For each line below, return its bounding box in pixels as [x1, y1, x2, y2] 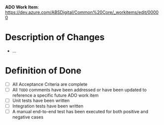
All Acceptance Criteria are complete [12, 81, 88, 87]
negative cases [12, 114, 43, 120]
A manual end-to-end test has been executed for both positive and [12, 109, 148, 115]
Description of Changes [5, 32, 105, 43]
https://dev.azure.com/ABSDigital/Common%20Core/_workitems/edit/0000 [5, 9, 159, 15]
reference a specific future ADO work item [12, 93, 99, 98]
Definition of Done [5, 65, 82, 76]
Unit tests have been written [12, 98, 70, 103]
